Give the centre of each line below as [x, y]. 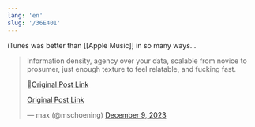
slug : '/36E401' [34, 23]
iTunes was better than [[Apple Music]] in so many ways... [102, 45]
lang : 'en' [25, 15]
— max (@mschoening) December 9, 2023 [96, 114]
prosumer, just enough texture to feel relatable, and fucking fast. [131, 69]
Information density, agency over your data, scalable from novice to [137, 61]
